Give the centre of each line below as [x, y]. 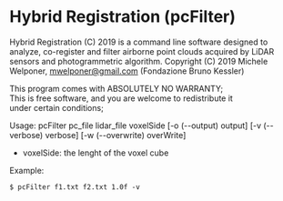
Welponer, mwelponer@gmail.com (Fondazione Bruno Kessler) [127, 71]
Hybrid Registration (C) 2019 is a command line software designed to [139, 42]
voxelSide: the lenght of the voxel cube [96, 153]
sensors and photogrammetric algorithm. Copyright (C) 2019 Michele [139, 61]
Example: [27, 170]
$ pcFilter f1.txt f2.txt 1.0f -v [75, 187]
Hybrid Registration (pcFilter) [123, 17]
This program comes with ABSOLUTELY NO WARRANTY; [116, 88]
